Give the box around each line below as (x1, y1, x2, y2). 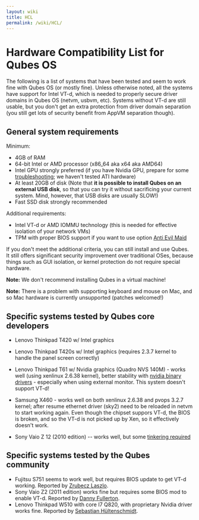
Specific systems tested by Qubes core (6, 311, 155, 322)
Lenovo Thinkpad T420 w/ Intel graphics (14, 336, 115, 343)
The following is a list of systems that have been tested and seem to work (6, 78, 186, 85)
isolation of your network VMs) (14, 228, 91, 235)
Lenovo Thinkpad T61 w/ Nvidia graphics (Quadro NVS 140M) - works (14, 366, 186, 373)
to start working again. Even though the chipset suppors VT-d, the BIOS (14, 409, 191, 416)
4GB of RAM (14, 154, 46, 161)
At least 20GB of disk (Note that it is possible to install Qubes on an (14, 179, 182, 186)
